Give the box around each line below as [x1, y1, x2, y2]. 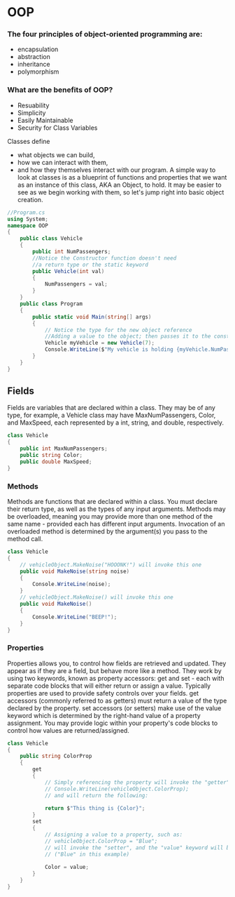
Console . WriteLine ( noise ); [32, 580, 111, 588]
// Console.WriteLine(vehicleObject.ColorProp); [44, 785, 190, 792]
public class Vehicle [20, 235, 83, 242]
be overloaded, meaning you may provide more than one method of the [7, 512, 213, 521]
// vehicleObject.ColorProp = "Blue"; [44, 837, 158, 844]
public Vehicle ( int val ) [32, 267, 105, 274]
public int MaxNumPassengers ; [20, 445, 108, 453]
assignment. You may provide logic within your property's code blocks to [7, 719, 218, 727]
